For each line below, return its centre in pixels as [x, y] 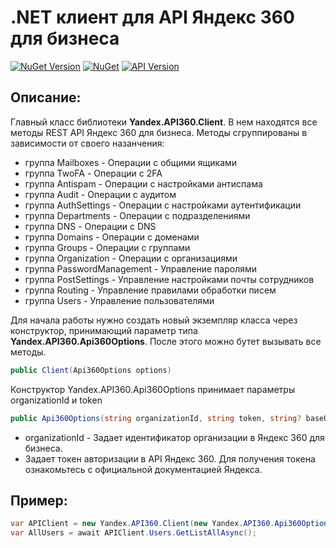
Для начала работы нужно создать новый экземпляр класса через [154, 320]
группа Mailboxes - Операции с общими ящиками [131, 162]
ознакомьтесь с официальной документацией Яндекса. [143, 469]
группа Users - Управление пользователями [119, 300]
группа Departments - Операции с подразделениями [137, 215]
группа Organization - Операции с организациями [131, 258]
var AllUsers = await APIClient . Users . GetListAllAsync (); [133, 533]
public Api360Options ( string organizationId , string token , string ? [156, 418]
